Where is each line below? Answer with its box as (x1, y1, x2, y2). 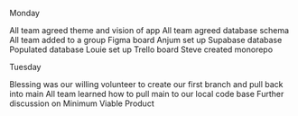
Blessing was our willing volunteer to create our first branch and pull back (9, 79, 284, 89)
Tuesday (9, 62, 42, 72)
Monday (9, 8, 41, 18)
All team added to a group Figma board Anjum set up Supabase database (9, 35, 283, 45)
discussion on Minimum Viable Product (9, 98, 155, 109)
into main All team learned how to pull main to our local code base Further (9, 89, 284, 99)
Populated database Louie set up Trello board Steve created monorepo (9, 44, 274, 55)
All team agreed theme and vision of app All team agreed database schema (9, 25, 290, 35)
